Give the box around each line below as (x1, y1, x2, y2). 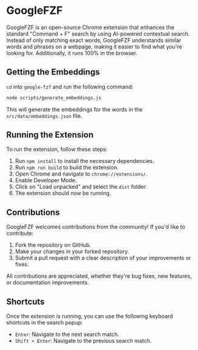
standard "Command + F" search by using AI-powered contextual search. (6, 30, 190, 37)
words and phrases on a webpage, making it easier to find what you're (6, 43, 182, 50)
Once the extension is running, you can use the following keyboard (6, 312, 173, 320)
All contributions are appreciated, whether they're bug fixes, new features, (6, 272, 192, 280)
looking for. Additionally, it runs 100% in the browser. (6, 49, 138, 56)
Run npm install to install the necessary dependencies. (15, 157, 154, 165)
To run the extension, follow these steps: (6, 146, 108, 153)
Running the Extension (6, 130, 94, 140)
